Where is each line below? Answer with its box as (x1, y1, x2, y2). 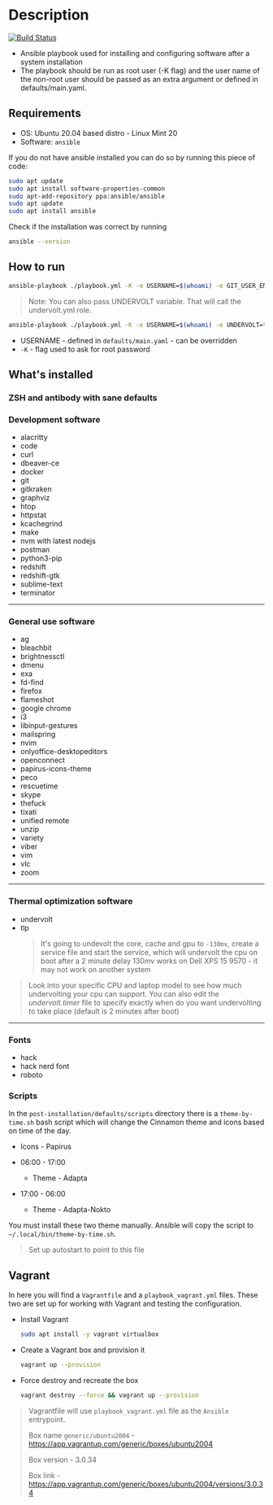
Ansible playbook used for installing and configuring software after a (19, 48, 250, 58)
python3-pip (19, 553, 63, 563)
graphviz (19, 493, 50, 503)
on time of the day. (8, 1126, 71, 1136)
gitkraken (19, 484, 52, 494)
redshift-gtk (19, 571, 60, 581)
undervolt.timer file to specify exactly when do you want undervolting (28, 997, 262, 1007)
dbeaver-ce (19, 458, 59, 469)
